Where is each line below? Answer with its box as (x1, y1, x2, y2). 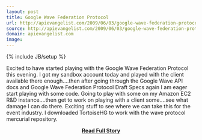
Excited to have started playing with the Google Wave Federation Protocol (6, 65, 189, 72)
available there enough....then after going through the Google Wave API (6, 77, 183, 84)
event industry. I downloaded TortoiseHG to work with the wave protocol (6, 109, 186, 116)
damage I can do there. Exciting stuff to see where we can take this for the (6, 103, 191, 109)
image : (6, 36, 23, 42)
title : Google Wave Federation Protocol (6, 14, 109, 20)
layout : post (6, 8, 39, 15)
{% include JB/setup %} (6, 53, 66, 60)
